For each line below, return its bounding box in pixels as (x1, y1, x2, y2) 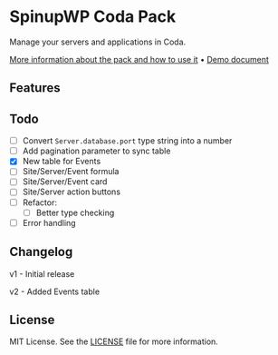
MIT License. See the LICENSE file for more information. (9, 336, 219, 347)
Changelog (9, 244, 73, 260)
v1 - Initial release (9, 268, 75, 279)
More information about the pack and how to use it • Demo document (9, 54, 270, 64)
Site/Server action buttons (22, 186, 120, 197)
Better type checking (35, 207, 115, 218)
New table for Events (22, 156, 101, 167)
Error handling (22, 217, 76, 228)
